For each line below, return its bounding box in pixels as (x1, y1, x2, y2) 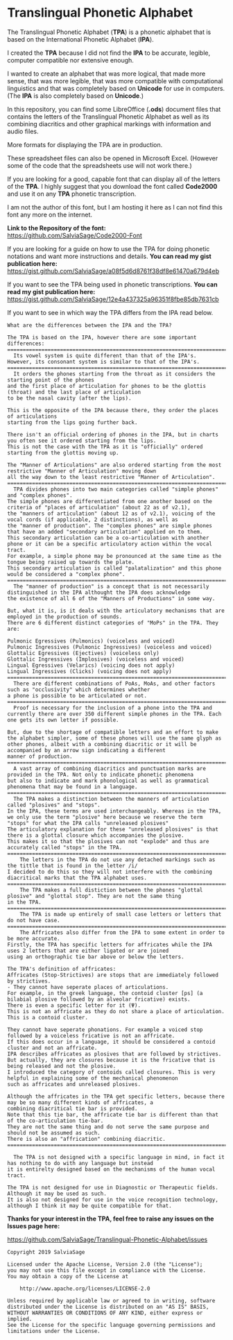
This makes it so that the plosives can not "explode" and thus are (7, 838, 209, 845)
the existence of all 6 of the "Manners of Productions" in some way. (7, 595, 216, 602)
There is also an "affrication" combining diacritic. (7, 1135, 166, 1142)
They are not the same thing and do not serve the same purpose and (7, 1123, 209, 1130)
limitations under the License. (7, 1328, 101, 1334)
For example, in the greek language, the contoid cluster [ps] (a (7, 990, 203, 996)
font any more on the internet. (7, 210, 92, 219)
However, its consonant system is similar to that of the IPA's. (7, 358, 200, 365)
